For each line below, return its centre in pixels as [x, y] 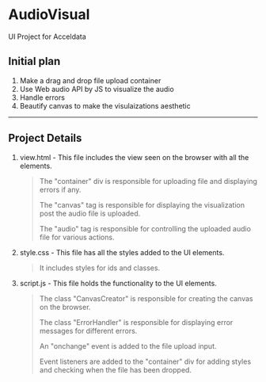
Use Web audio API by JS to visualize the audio [97, 89]
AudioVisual [49, 15]
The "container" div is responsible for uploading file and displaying [148, 181]
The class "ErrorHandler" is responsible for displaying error [136, 322]
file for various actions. [77, 237]
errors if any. [60, 189]
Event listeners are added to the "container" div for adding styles [145, 361]
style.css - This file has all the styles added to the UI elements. [122, 252]
